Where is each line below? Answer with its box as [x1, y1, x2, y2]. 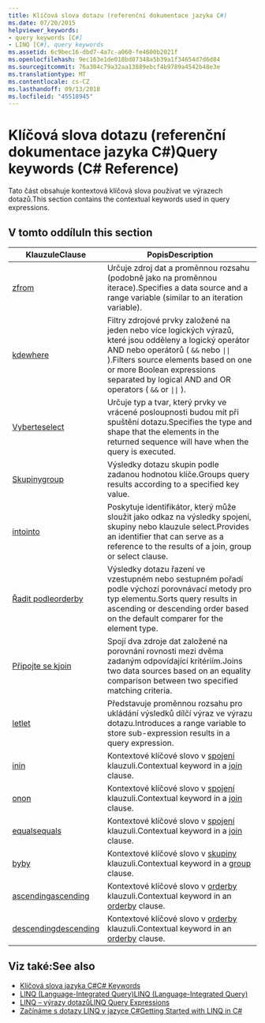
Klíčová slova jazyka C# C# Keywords [19, 980, 140, 990]
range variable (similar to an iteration [106, 292, 243, 303]
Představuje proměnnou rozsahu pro [106, 698, 243, 709]
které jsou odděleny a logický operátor [106, 335, 250, 345]
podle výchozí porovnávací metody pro [106, 584, 252, 594]
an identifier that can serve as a [106, 531, 224, 542]
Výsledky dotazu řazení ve [106, 564, 206, 574]
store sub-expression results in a [106, 728, 230, 739]
